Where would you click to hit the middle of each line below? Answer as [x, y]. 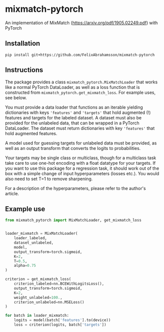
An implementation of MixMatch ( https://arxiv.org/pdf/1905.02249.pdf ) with [82, 23]
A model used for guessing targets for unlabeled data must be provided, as [81, 143]
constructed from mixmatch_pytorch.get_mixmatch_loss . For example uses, [80, 92]
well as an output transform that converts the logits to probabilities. [73, 148]
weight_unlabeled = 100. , [38, 297]
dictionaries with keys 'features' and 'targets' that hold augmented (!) [78, 112]
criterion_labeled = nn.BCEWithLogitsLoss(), [59, 284]
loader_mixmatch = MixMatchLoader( [41, 234]
